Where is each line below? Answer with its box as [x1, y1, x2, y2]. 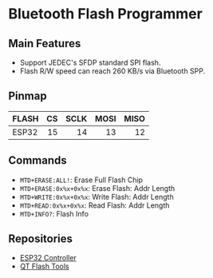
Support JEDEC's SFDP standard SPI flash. [19, 58, 161, 67]
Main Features [8, 37, 81, 50]
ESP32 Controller [19, 253, 77, 263]
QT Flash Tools [19, 261, 69, 272]
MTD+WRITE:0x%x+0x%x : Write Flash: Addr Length [19, 192, 174, 201]
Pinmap [8, 89, 47, 103]
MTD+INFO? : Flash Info [19, 208, 89, 218]
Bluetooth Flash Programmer [8, 5, 203, 23]
